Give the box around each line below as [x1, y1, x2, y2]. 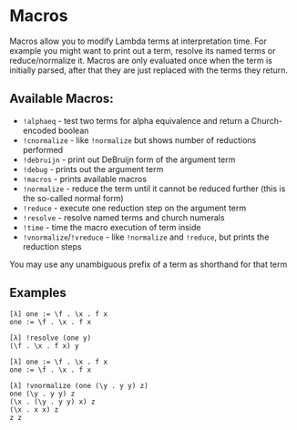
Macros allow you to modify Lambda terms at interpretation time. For [9, 36, 267, 46]
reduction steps [22, 241, 82, 251]
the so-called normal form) [22, 192, 125, 203]
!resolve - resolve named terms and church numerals [22, 211, 225, 223]
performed [22, 144, 64, 155]
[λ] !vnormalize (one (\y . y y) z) [9, 381, 148, 390]
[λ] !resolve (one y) [9, 333, 92, 343]
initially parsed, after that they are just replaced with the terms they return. [9, 65, 289, 76]
